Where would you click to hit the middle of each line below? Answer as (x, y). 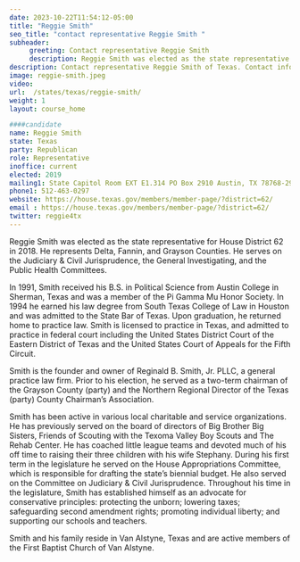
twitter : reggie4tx (46, 216)
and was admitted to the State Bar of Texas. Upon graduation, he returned (145, 315)
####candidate (36, 125)
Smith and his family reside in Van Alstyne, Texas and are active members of (150, 538)
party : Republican (43, 150)
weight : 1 (28, 100)
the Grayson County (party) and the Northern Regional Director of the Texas (149, 390)
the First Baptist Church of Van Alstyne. (82, 547)
